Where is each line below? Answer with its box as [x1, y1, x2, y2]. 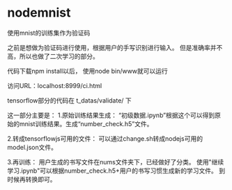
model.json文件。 [7, 143, 58, 151]
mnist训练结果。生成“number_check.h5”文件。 [19, 119, 153, 128]
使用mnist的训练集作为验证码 [7, 28, 91, 37]
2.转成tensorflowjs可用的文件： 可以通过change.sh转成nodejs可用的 [7, 134, 203, 143]
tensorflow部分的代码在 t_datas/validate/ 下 [7, 96, 132, 105]
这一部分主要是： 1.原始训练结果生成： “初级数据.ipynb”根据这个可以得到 [7, 111, 215, 119]
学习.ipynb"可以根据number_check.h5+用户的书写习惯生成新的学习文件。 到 [7, 166, 225, 175]
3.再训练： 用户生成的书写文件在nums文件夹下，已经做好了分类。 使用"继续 [7, 157, 224, 166]
